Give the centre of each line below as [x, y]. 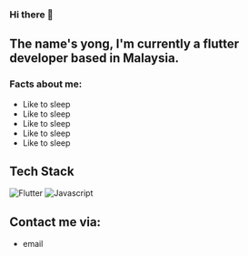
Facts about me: [46, 84]
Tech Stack [42, 171]
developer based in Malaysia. [94, 58]
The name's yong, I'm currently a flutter [124, 44]
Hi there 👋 [32, 15]
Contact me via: [55, 222]
